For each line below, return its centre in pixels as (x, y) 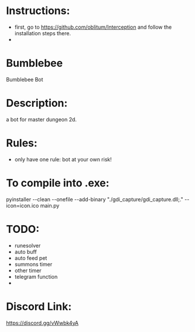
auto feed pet (31, 258)
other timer (28, 270)
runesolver (28, 245)
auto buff (25, 252)
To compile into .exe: (58, 183)
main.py (50, 205)
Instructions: (38, 11)
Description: (37, 103)
